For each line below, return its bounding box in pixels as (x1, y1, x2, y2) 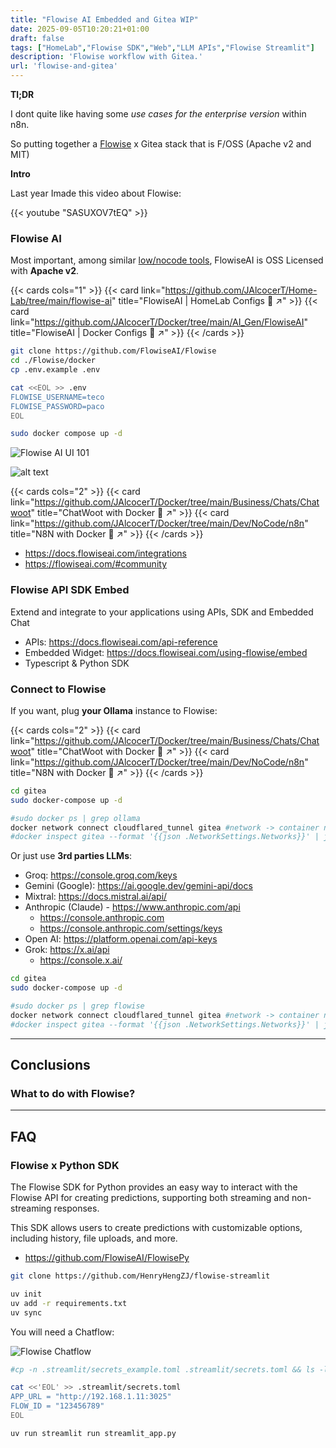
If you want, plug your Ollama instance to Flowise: (10, 704, 218, 716)
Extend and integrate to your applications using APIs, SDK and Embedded (10, 606, 314, 618)
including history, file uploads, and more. (10, 1232, 178, 1245)
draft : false (10, 33, 65, 43)
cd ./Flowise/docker (10, 356, 97, 366)
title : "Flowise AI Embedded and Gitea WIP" (10, 14, 199, 25)
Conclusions (10, 1057, 91, 1074)
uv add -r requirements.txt (10, 1298, 128, 1308)
